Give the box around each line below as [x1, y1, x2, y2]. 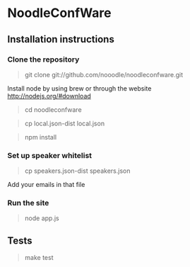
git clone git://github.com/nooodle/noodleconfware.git [24, 70, 184, 79]
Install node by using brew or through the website [7, 84, 152, 93]
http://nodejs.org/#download [7, 91, 92, 100]
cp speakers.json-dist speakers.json [24, 166, 131, 175]
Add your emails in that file [7, 181, 85, 189]
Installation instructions [7, 33, 114, 45]
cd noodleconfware [24, 105, 83, 114]
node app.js [24, 214, 59, 222]
